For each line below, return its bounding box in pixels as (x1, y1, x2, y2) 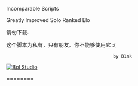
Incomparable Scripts (6, 5, 59, 12)
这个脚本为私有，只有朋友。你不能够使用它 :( (6, 42, 116, 48)
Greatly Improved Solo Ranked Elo (6, 17, 90, 23)
